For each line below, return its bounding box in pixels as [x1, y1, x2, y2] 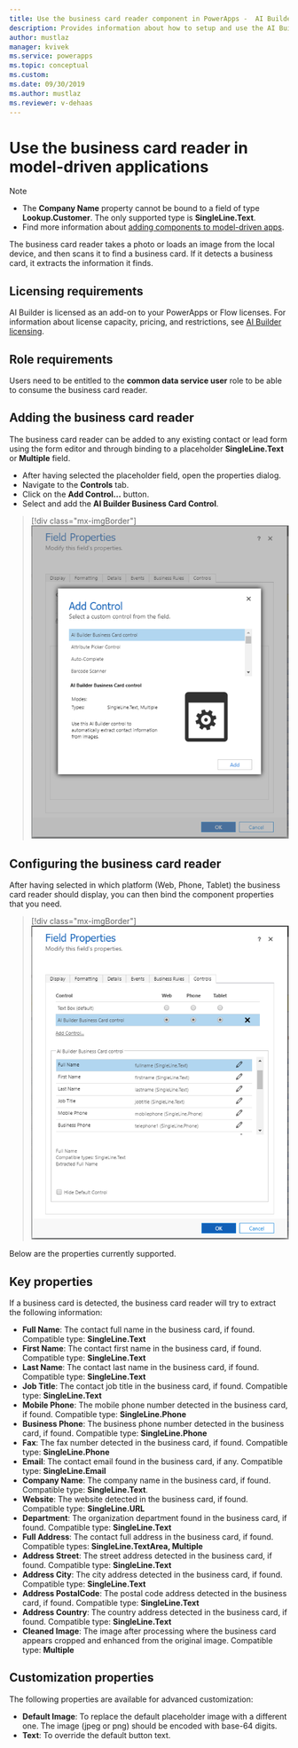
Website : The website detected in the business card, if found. [21, 1494, 248, 1504]
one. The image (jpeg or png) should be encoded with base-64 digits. [21, 1721, 278, 1731]
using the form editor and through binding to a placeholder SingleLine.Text [9, 443, 284, 454]
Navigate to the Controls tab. [21, 479, 129, 490]
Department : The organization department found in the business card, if [21, 1513, 287, 1523]
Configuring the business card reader [9, 856, 222, 871]
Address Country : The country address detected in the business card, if [21, 1607, 288, 1618]
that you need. [9, 898, 62, 909]
